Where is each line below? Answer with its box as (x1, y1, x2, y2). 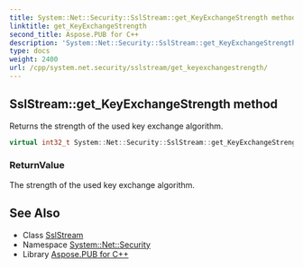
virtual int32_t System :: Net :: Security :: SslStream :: (9, 138, 212, 147)
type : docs (9, 47, 50, 56)
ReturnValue (9, 159, 65, 172)
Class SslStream (22, 229, 84, 240)
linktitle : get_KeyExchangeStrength (9, 22, 147, 31)
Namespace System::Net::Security (22, 239, 151, 250)
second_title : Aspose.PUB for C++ (9, 30, 140, 39)
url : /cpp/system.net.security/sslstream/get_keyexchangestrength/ (9, 64, 269, 73)
